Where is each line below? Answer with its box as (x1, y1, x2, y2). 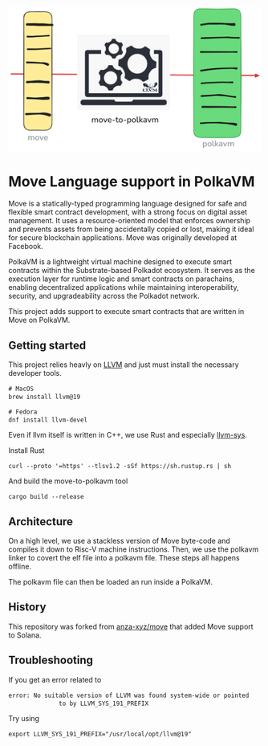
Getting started (8, 338, 87, 352)
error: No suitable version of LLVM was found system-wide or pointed (8, 691, 250, 699)
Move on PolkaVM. (8, 316, 71, 325)
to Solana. (8, 630, 42, 640)
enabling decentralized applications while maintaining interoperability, (8, 283, 239, 292)
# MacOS (8, 385, 35, 393)
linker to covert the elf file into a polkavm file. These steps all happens (8, 552, 240, 562)
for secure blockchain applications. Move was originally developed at (8, 233, 238, 243)
